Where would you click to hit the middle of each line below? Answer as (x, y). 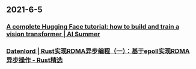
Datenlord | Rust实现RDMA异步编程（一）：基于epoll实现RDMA (98, 51)
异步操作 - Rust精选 (35, 60)
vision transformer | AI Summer (53, 34)
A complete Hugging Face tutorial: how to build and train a (93, 27)
